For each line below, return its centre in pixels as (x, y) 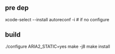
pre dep (17, 8)
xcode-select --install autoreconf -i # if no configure (57, 19)
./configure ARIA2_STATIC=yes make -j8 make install (57, 46)
